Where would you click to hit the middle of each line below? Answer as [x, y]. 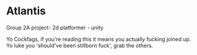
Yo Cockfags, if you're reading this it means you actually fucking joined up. [99, 39]
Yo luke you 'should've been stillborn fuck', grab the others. [80, 45]
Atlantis [26, 11]
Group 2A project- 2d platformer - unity [55, 27]
